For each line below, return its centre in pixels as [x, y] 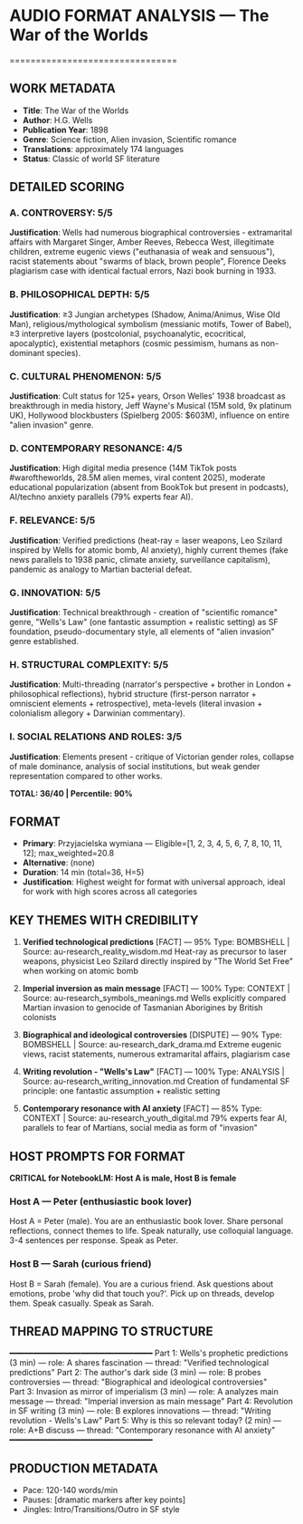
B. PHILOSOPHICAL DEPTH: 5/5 [80, 294]
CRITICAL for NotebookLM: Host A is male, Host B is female [123, 1178]
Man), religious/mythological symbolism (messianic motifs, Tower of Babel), [151, 323]
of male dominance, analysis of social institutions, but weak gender [135, 766]
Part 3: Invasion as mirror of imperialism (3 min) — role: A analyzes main [144, 1392]
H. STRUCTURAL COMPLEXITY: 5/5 [89, 664]
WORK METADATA [62, 88]
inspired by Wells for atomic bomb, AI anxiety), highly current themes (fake [149, 550]
